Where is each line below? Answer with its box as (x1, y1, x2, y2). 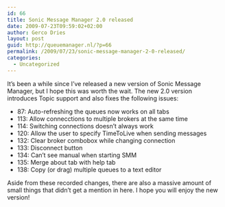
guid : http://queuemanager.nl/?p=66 (7, 42, 112, 49)
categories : (7, 55, 41, 61)
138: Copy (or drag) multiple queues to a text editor (16, 165, 162, 174)
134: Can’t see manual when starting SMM (16, 151, 137, 159)
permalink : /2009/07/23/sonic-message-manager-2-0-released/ (7, 49, 186, 55)
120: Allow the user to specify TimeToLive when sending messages (16, 129, 207, 137)
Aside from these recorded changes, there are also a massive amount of (7, 178, 211, 187)
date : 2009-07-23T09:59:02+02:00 (7, 23, 103, 29)
